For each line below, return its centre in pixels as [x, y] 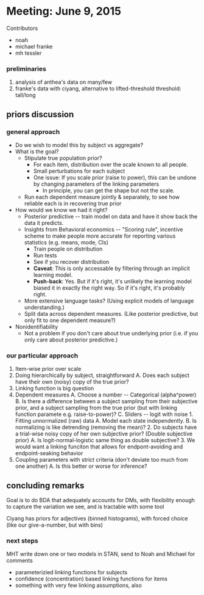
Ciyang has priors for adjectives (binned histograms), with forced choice [97, 519]
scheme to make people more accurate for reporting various [100, 236]
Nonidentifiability [37, 327]
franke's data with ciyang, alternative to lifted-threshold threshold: [98, 89]
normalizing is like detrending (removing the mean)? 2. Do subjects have [106, 427]
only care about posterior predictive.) [71, 340]
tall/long [25, 95]
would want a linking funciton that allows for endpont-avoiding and [99, 447]
